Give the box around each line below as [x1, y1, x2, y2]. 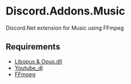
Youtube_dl [14, 64, 43, 71]
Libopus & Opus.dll [14, 57, 62, 65]
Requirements [5, 42, 60, 52]
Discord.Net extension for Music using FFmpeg [5, 24, 124, 31]
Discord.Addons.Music [5, 4, 126, 18]
